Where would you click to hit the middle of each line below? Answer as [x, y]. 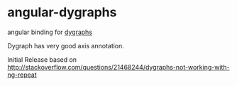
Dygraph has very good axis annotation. [66, 45]
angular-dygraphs [62, 12]
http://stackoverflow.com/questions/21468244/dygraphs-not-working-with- [118, 67]
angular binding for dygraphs [50, 32]
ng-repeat [22, 75]
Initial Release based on [42, 59]
